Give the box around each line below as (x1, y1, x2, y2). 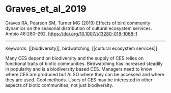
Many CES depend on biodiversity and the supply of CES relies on (5, 55, 144, 61)
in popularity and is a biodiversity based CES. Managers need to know (5, 66, 153, 72)
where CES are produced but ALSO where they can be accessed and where (5, 71, 164, 77)
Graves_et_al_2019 (5, 3, 87, 15)
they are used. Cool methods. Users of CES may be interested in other (5, 77, 153, 83)
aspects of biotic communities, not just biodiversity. (5, 82, 113, 88)
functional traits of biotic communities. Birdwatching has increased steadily (5, 60, 163, 67)
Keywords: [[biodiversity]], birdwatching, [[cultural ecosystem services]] (5, 45, 158, 51)
